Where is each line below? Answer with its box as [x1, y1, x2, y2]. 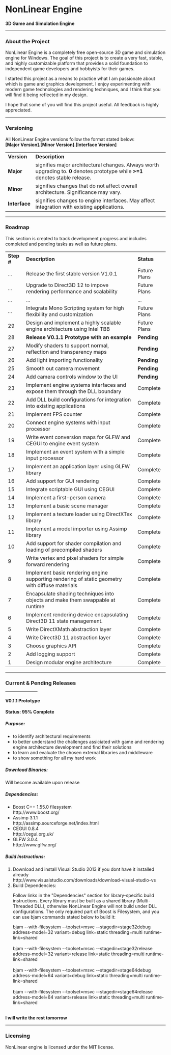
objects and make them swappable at [26, 596, 116, 604]
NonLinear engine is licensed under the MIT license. [5, 1044, 115, 1050]
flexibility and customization [26, 310, 93, 318]
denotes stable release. [35, 174, 92, 181]
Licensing [5, 1032, 31, 1039]
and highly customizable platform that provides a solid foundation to [5, 60, 148, 67]
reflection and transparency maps [26, 348, 107, 355]
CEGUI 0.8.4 [12, 825, 39, 832]
